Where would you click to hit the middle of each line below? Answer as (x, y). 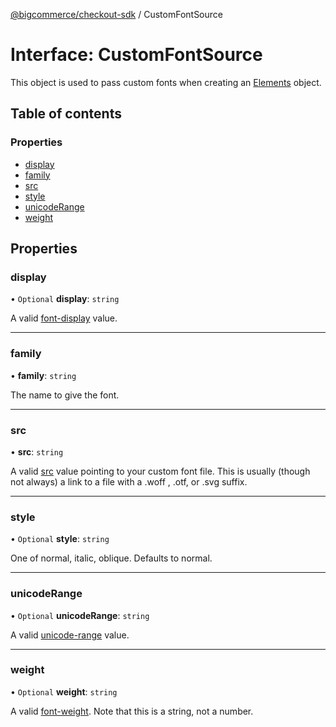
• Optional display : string (65, 299)
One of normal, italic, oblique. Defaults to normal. (111, 558)
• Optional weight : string (64, 691)
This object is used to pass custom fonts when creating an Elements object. (166, 82)
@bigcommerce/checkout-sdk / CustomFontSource (116, 14)
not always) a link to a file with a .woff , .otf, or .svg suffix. (129, 481)
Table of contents (66, 114)
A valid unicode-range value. (70, 635)
